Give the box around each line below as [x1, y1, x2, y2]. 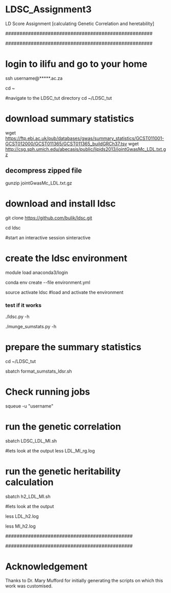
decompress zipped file [5, 166, 82, 175]
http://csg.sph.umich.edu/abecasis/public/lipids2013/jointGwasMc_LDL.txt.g [5, 146, 166, 152]
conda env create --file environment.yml [5, 279, 90, 285]
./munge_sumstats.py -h [5, 323, 57, 329]
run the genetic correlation [5, 421, 121, 432]
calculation [5, 476, 54, 488]
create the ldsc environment [5, 252, 128, 264]
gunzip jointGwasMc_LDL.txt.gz [5, 180, 72, 186]
